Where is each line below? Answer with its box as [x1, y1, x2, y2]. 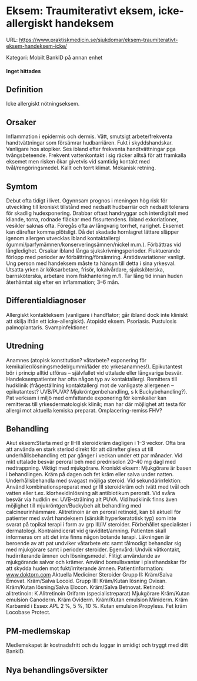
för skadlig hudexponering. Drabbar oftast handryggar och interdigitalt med [6, 209, 189, 217]
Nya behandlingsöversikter [6, 665, 108, 675]
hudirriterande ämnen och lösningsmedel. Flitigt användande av [6, 552, 161, 559]
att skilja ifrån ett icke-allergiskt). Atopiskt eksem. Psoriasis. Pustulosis [6, 317, 177, 325]
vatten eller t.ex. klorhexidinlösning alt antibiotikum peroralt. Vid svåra [6, 490, 175, 497]
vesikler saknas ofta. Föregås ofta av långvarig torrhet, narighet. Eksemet [6, 222, 184, 229]
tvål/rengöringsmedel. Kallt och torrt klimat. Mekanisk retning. [6, 164, 156, 172]
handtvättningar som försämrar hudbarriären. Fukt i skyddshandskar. [6, 139, 173, 146]
